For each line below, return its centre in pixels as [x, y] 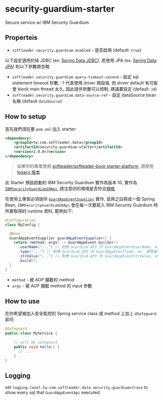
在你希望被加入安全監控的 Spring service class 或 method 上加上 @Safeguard [81, 313]
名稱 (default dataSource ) [37, 101]
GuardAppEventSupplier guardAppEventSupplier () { [60, 238]
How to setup [25, 117]
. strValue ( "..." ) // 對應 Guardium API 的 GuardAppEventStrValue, [85, 256]
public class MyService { [31, 333]
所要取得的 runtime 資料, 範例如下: [39, 211]
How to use [22, 301]
